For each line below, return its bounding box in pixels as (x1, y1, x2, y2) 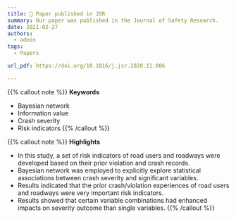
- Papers (13, 50, 39, 57)
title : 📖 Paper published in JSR (7, 10, 106, 18)
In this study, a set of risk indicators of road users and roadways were (17, 151, 221, 159)
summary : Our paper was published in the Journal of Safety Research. (7, 17, 219, 24)
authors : (7, 30, 33, 37)
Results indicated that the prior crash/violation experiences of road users (17, 181, 230, 189)
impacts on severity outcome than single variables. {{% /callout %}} (17, 204, 215, 212)
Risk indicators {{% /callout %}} (17, 124, 111, 132)
